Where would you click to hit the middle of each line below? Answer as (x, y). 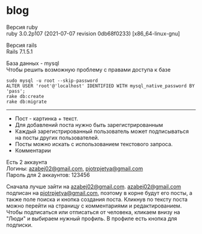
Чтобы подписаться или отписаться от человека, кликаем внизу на (93, 212)
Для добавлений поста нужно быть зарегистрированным (89, 125)
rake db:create (25, 96)
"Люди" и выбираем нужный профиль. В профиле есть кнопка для (92, 218)
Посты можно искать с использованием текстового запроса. (94, 144)
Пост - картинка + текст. (46, 119)
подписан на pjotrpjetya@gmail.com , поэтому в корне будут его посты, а (99, 192)
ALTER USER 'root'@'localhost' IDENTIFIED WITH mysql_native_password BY (101, 86)
